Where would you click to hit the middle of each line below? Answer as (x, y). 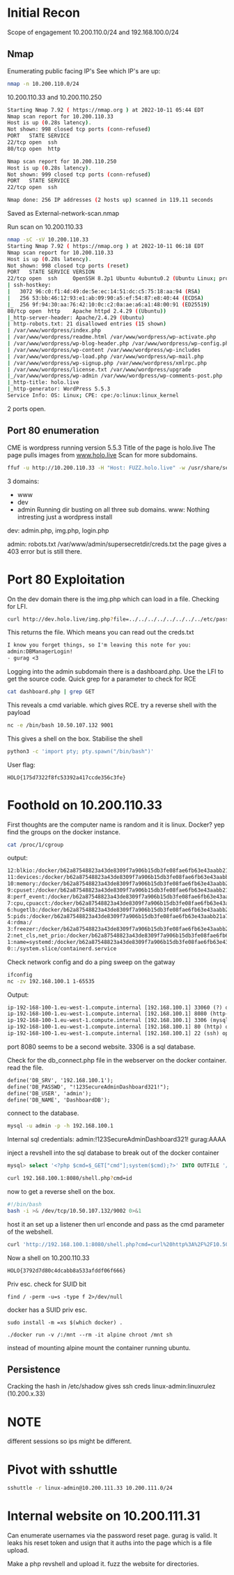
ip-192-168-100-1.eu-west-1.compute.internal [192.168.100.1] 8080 (107, 1014)
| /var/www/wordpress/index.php (54, 331)
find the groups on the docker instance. (64, 831)
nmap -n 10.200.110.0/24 (43, 84)
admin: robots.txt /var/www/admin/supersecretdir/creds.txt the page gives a (117, 544)
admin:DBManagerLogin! (40, 652)
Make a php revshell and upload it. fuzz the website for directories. (103, 1564)
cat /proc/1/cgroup (36, 845)
